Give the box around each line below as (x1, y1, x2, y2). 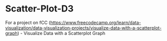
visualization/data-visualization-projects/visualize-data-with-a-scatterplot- (5, 24, 162, 30)
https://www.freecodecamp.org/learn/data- (50, 19, 141, 25)
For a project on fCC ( (5, 19, 51, 25)
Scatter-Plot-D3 (5, 3, 74, 14)
